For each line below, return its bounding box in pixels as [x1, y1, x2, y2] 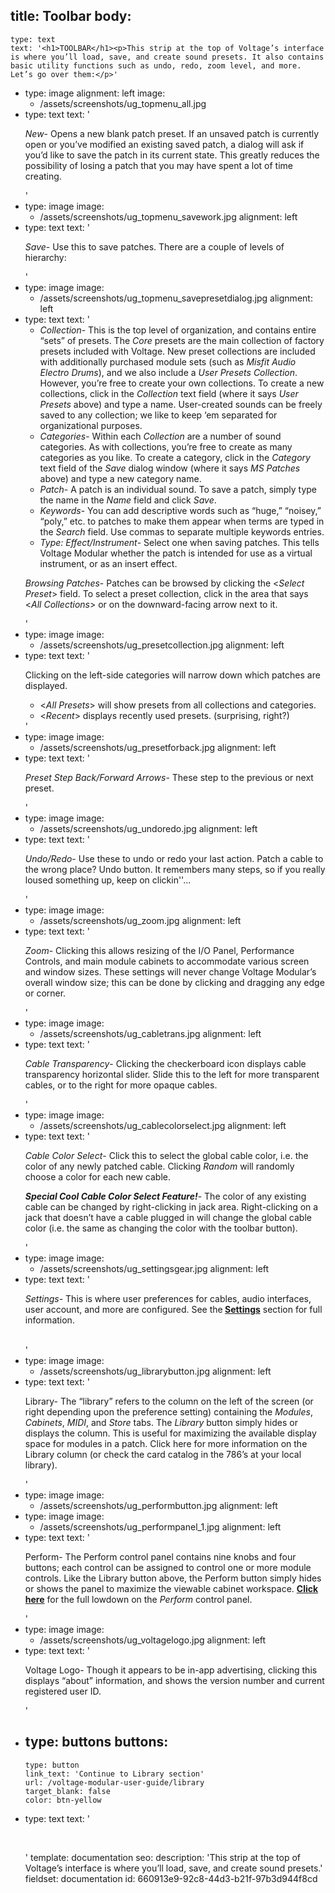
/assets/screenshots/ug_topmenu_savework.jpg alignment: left [39, 210, 298, 223]
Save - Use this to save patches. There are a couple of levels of [24, 240, 285, 253]
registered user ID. [24, 1685, 102, 1697]
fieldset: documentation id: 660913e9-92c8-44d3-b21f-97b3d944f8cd [24, 1872, 318, 1884]
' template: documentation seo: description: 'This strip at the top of [24, 1851, 302, 1863]
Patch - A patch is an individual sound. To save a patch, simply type [39, 483, 317, 495]
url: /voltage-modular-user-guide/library [24, 1777, 205, 1788]
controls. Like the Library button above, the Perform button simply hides [24, 1572, 322, 1584]
